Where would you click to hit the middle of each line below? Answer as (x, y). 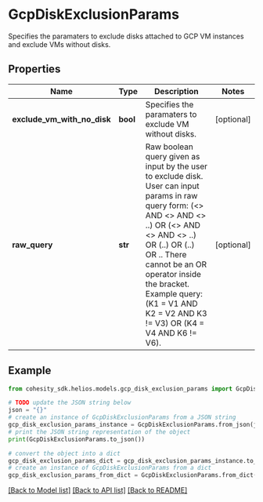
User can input (172, 186)
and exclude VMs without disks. (59, 44)
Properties (34, 69)
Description (177, 91)
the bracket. (168, 284)
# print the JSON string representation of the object (99, 432)
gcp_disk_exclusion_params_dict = (65, 460)
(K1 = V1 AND (171, 304)
